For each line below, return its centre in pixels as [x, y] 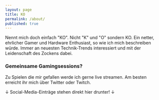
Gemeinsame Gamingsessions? [44, 66]
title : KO [15, 14]
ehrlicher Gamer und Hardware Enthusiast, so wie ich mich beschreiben [78, 43]
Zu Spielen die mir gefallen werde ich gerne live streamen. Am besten [76, 77]
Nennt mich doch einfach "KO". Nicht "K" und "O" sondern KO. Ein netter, [80, 38]
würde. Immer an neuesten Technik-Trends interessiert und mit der [73, 48]
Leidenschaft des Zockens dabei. [39, 53]
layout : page [19, 10]
